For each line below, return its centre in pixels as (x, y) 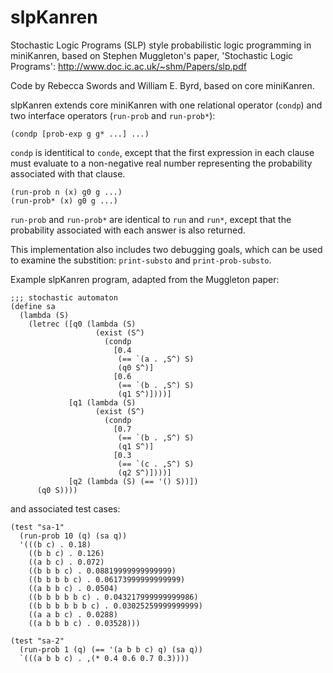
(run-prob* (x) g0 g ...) (64, 201)
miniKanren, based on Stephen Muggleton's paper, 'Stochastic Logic (152, 55)
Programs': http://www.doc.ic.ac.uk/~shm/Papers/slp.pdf (128, 66)
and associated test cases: (65, 508)
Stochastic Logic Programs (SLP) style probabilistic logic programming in (161, 45)
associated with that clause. (68, 173)
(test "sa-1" (37, 527)
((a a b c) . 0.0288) (73, 614)
